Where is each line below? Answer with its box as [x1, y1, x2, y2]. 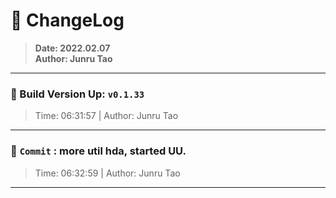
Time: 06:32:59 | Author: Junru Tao [34, 167, 181, 179]
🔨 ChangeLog [10, 9, 125, 32]
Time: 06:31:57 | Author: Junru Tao [34, 110, 179, 122]
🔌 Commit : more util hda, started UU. [10, 144, 187, 158]
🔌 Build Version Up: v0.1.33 [10, 87, 145, 101]
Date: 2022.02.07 [34, 42, 111, 54]
